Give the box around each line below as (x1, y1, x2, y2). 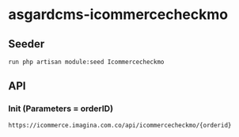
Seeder (8, 37, 45, 51)
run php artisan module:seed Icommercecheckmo (8, 58, 165, 66)
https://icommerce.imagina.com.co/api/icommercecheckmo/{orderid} (8, 121, 232, 129)
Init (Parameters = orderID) (8, 103, 113, 114)
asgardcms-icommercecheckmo (8, 6, 228, 24)
